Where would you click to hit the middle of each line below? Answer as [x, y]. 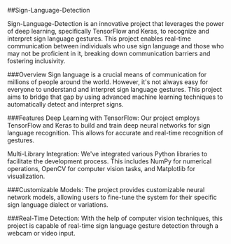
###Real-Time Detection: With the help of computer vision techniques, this [115, 218]
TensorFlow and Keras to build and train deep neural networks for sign [109, 125]
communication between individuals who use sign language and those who [115, 46]
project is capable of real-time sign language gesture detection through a [113, 226]
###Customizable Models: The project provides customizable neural [106, 190]
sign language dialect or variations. [58, 205]
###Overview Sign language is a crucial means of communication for [107, 74]
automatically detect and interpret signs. [65, 104]
